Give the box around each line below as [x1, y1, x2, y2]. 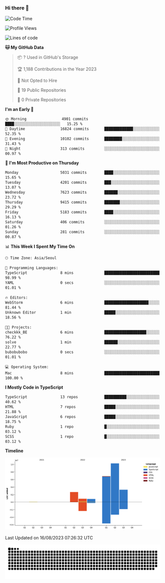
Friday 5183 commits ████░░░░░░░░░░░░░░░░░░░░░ [5, 210, 160, 215]
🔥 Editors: [5, 295, 28, 300]
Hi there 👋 [5, 4, 30, 11]
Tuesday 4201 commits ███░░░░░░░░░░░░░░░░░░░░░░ [5, 180, 160, 185]
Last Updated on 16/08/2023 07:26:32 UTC [5, 535, 93, 541]
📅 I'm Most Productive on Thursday [5, 160, 79, 166]
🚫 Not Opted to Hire [17, 78, 58, 84]
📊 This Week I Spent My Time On [5, 244, 75, 250]
